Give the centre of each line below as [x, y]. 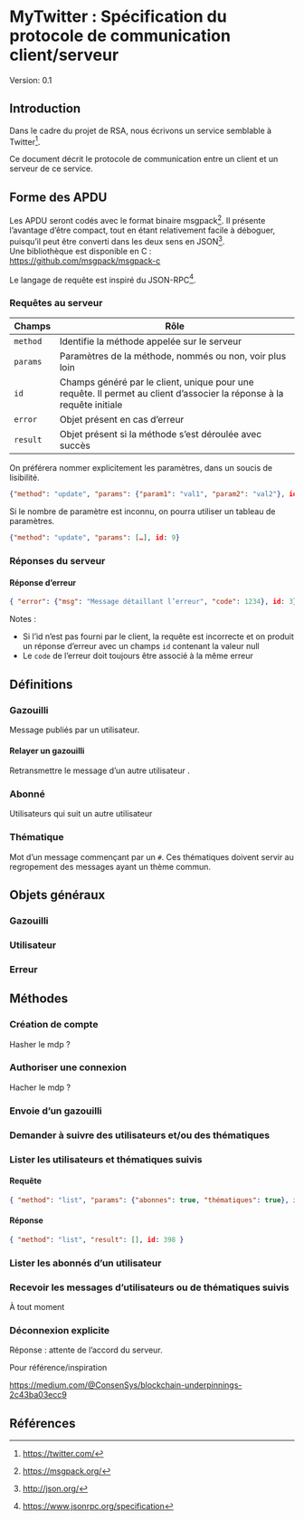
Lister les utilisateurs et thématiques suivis [106, 1159]
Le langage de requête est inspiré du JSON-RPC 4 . [103, 279]
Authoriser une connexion [68, 1067]
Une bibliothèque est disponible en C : [81, 251]
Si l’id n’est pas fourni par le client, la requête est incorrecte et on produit [158, 636]
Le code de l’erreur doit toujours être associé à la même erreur [138, 656]
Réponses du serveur [57, 561]
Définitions [41, 684]
